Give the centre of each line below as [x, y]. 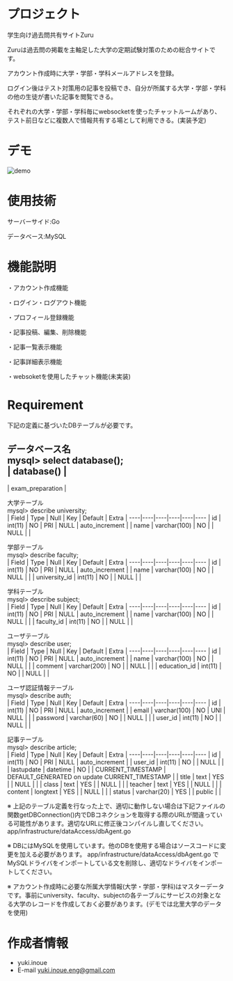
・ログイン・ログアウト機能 [47, 302]
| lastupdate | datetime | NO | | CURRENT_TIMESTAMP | [87, 769]
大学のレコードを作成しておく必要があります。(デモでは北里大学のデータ [117, 904]
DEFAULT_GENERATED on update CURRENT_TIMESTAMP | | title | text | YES [116, 776]
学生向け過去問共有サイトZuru [50, 35]
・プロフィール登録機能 [41, 317]
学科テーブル [25, 591]
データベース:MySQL [37, 236]
